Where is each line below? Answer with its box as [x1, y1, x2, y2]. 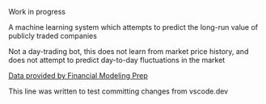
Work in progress [8, 7, 66, 16]
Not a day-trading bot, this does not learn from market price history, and [8, 47, 249, 56]
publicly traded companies [8, 31, 97, 40]
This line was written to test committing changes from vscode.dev [8, 86, 229, 96]
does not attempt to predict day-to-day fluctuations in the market [8, 56, 226, 64]
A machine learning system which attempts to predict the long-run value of [8, 23, 259, 31]
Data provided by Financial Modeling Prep [8, 71, 148, 80]
